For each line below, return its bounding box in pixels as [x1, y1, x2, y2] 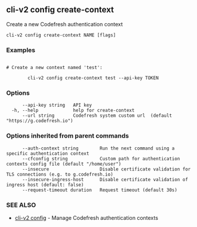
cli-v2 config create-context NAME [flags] [6, 32, 116, 38]
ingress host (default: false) [6, 182, 84, 188]
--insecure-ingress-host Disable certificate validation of [21, 176, 188, 182]
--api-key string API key [21, 102, 93, 108]
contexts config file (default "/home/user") [6, 161, 121, 167]
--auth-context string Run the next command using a [21, 145, 175, 151]
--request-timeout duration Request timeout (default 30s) [21, 187, 178, 193]
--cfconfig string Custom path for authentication [21, 156, 180, 161]
